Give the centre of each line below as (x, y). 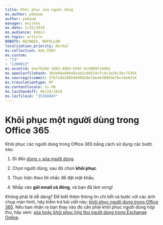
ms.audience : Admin (25, 32)
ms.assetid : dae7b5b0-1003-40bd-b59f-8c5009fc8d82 (58, 69)
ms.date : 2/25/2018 (25, 28)
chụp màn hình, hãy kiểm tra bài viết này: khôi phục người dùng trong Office (82, 202)
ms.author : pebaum (24, 14)
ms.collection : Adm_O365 (30, 50)
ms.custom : (16, 55)
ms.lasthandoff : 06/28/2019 (34, 91)
